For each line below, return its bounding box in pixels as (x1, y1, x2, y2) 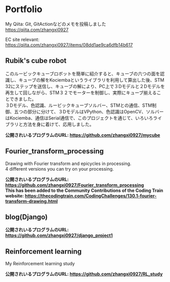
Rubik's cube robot (5, 57, 67, 65)
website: (5, 192, 24, 198)
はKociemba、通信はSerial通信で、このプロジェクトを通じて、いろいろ (5, 115, 153, 121)
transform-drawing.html (5, 198, 58, 204)
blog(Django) (5, 213, 48, 221)
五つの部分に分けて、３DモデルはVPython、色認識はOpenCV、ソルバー (14, 108, 164, 114)
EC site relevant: (5, 36, 40, 43)
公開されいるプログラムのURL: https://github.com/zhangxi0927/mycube (5, 132, 160, 138)
